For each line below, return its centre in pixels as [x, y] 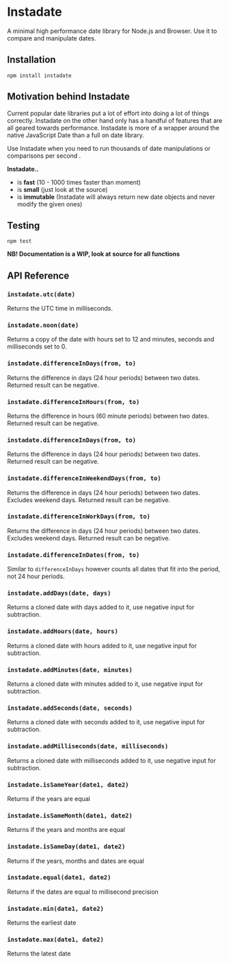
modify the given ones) [50, 204]
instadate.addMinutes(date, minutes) [70, 670]
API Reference [38, 275]
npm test [19, 241]
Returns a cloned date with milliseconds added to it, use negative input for [112, 760]
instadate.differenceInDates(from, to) [73, 555]
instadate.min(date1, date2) [56, 908]
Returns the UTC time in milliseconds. [60, 309]
